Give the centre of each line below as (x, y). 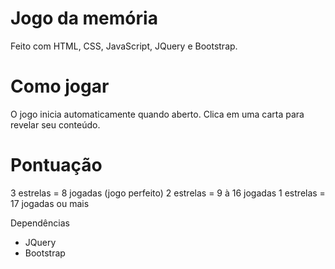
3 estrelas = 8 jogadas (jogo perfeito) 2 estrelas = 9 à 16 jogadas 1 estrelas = (168, 193)
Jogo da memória (84, 18)
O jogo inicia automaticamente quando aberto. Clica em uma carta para (157, 114)
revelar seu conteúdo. (55, 124)
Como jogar (60, 86)
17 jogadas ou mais (50, 203)
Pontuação (56, 165)
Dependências (40, 223)
